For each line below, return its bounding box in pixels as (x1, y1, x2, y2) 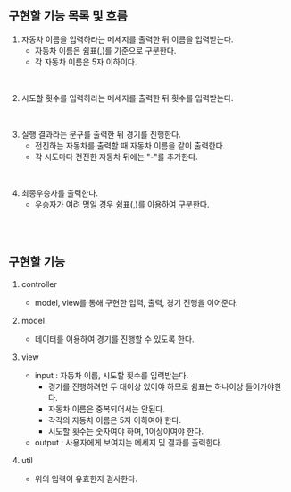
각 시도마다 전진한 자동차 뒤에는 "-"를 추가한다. (34, 151, 198, 162)
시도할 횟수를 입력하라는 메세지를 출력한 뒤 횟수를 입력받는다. (21, 92, 234, 103)
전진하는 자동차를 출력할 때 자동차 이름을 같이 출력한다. (34, 140, 226, 150)
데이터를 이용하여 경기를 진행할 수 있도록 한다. (34, 334, 195, 344)
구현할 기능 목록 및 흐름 (8, 8, 129, 24)
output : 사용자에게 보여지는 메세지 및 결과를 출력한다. (34, 437, 223, 447)
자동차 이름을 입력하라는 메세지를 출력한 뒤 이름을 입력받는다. (21, 34, 234, 45)
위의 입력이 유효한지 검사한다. (34, 473, 137, 484)
